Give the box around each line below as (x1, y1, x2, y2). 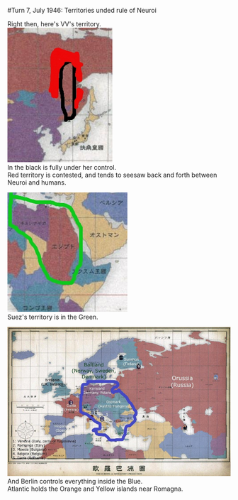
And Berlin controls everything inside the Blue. (7, 477, 143, 485)
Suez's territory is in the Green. (7, 312, 98, 321)
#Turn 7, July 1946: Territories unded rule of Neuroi (7, 6, 157, 14)
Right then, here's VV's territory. (7, 20, 101, 28)
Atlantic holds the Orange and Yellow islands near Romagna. (7, 484, 183, 493)
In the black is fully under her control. (7, 163, 117, 171)
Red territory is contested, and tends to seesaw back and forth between (7, 170, 217, 179)
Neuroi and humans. (7, 178, 67, 187)
